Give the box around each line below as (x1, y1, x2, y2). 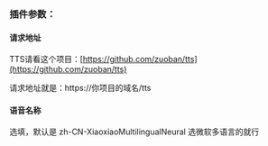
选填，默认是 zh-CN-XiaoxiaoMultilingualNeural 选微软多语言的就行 (9, 126, 260, 137)
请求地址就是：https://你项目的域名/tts (9, 83, 152, 94)
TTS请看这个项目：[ (9, 54, 84, 65)
